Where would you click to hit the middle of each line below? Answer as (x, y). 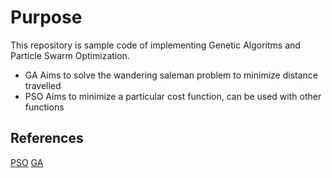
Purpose (46, 17)
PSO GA (27, 162)
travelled (43, 85)
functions (44, 107)
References (47, 138)
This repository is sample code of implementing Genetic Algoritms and (155, 45)
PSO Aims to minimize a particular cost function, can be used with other (173, 96)
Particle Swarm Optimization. (70, 55)
